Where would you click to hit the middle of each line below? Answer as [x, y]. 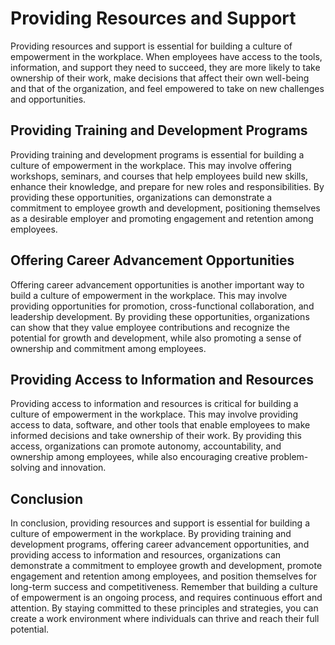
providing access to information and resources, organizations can [146, 555]
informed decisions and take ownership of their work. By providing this [156, 436]
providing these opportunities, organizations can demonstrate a [141, 197]
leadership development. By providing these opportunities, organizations [160, 316]
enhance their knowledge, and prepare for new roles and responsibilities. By [167, 186]
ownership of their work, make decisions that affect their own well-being [160, 78]
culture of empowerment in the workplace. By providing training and [151, 534]
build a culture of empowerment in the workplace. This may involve [149, 295]
